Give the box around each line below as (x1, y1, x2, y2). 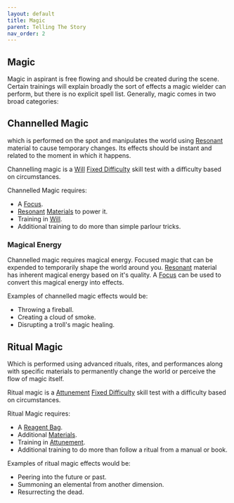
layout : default (7, 10, 55, 18)
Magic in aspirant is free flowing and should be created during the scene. (7, 75, 219, 83)
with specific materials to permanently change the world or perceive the (7, 367, 216, 375)
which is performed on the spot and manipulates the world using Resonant (7, 136, 223, 144)
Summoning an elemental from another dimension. (17, 480, 164, 488)
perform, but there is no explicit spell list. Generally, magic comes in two (7, 89, 216, 99)
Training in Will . (17, 214, 63, 223)
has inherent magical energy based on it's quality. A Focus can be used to (7, 271, 221, 279)
